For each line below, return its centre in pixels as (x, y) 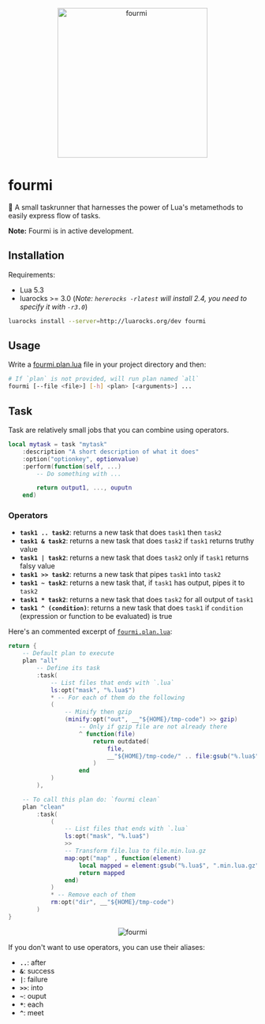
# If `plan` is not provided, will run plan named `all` (104, 379)
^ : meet (32, 1012)
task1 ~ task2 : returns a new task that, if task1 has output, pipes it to (132, 583)
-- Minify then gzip (98, 712)
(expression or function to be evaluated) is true (96, 616)
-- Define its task (69, 668)
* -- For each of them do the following (118, 698)
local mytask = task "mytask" (58, 445)
